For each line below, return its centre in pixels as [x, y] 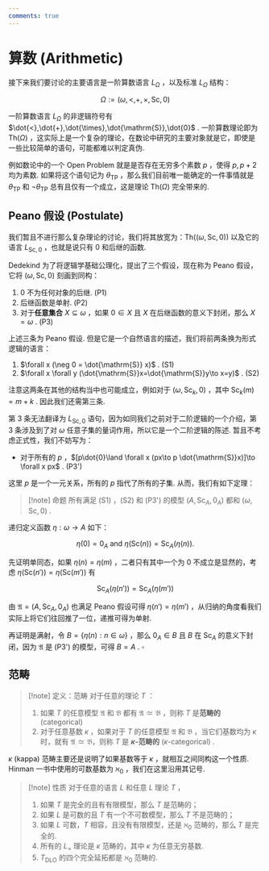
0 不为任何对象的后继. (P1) [63, 293]
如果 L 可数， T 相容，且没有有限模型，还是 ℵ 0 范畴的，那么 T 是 [146, 825]
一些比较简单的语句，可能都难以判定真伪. [77, 148]
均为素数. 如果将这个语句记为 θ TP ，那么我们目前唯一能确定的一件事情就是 [131, 176]
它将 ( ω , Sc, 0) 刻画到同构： [54, 276]
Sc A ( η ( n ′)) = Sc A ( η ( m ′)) [135, 589]
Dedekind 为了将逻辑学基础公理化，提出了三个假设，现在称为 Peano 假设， [133, 265]
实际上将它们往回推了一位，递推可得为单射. [80, 619]
